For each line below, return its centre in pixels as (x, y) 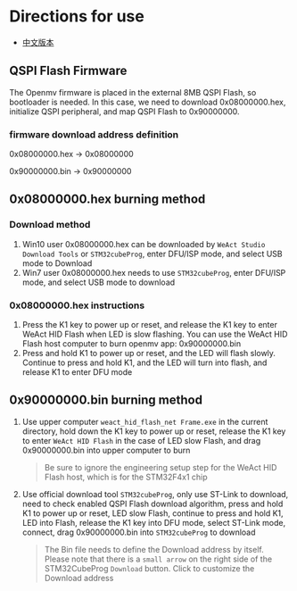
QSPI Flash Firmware (68, 71)
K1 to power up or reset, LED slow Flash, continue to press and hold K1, (153, 513)
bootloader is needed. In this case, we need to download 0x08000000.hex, (148, 102)
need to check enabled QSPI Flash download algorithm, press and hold (153, 504)
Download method (50, 225)
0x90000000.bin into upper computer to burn (106, 450)
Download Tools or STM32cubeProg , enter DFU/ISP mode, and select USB (152, 254)
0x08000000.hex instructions (77, 305)
